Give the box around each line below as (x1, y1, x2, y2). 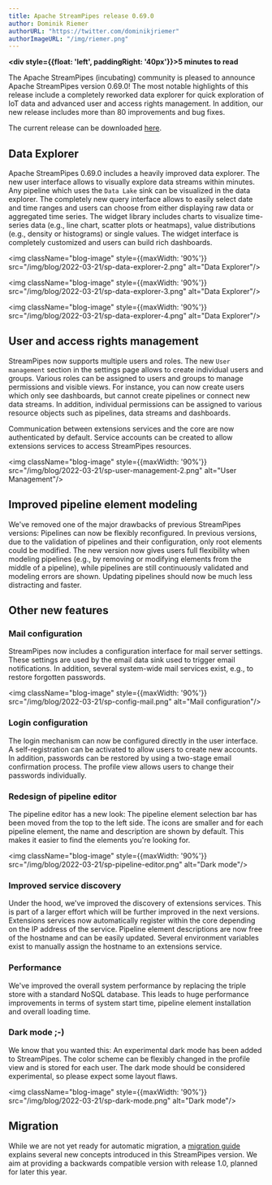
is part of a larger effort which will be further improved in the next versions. (8, 907, 260, 917)
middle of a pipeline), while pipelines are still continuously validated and (8, 563, 249, 573)
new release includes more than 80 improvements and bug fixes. (8, 108, 226, 117)
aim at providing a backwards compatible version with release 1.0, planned (8, 1158, 258, 1168)
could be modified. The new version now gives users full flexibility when (8, 545, 250, 555)
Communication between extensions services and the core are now (8, 424, 235, 433)
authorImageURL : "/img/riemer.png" (8, 34, 129, 43)
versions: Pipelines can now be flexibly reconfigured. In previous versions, (8, 528, 257, 538)
